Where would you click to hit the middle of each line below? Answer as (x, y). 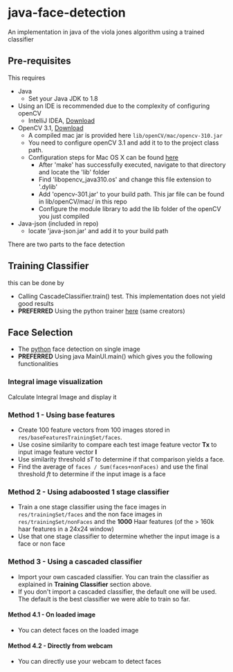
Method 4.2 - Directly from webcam (60, 646)
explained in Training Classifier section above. (85, 584)
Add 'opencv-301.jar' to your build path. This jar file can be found (131, 194)
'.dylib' (48, 187)
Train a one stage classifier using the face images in (92, 507)
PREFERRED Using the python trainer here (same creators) (101, 311)
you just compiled (64, 216)
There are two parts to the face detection (66, 244)
